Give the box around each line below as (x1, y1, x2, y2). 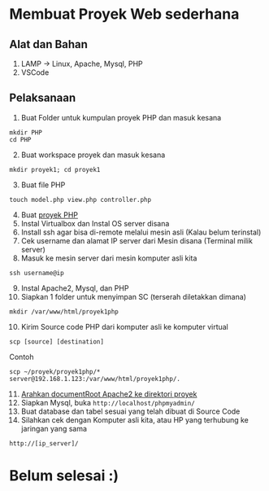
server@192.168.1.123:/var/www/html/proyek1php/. (9, 375, 181, 383)
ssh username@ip (9, 269, 64, 277)
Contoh (9, 352, 35, 362)
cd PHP (9, 135, 32, 143)
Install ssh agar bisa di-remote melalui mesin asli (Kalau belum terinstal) (20, 227, 262, 237)
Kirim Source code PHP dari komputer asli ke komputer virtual (20, 322, 228, 331)
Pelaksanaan (9, 91, 76, 105)
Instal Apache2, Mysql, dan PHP (20, 283, 129, 293)
